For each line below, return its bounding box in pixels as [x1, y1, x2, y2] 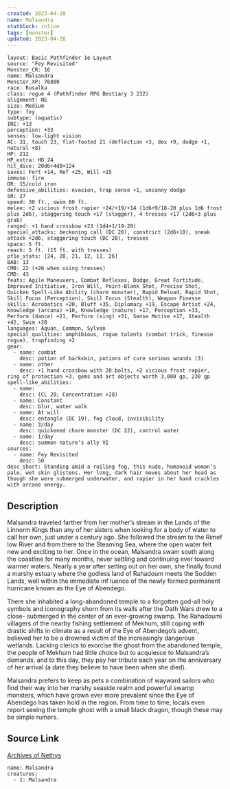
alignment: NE [7, 97, 48, 104]
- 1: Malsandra [13, 776, 57, 784]
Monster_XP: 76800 [7, 78, 60, 86]
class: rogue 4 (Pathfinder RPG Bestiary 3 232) [7, 91, 149, 98]
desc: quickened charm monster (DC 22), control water [19, 427, 180, 434]
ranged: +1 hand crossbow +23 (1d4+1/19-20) [7, 223, 137, 230]
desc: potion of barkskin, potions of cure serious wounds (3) [19, 355, 205, 362]
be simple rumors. [7, 713, 58, 721]
